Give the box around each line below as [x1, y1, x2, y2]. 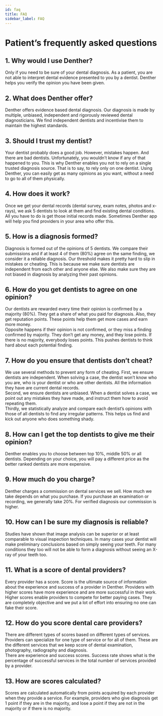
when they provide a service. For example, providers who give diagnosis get [5, 695, 158, 701]
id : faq [5, 7, 21, 12]
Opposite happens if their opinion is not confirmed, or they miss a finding [5, 327, 152, 332]
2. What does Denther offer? [5, 94, 93, 102]
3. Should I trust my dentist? [5, 137, 92, 145]
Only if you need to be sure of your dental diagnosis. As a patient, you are [5, 69, 153, 76]
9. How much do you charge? [5, 475, 95, 484]
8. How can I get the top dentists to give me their [5, 430, 155, 438]
